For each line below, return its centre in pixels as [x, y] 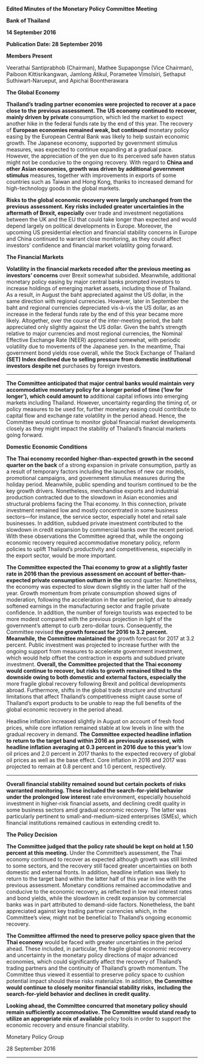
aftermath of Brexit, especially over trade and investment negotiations [95, 213]
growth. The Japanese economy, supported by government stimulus [92, 143]
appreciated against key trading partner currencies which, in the [87, 911]
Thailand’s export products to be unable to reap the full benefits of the [94, 703]
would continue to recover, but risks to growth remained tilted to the [94, 671]
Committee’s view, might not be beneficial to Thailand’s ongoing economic [99, 917]
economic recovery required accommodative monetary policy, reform [93, 543]
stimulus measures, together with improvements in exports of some [91, 175]
